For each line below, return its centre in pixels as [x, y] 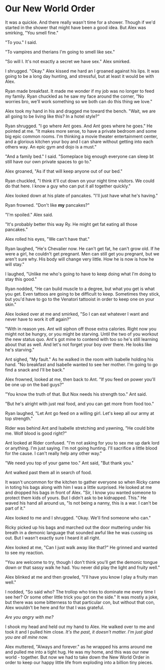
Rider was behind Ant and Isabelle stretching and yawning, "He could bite [80, 428]
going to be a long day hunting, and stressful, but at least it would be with [80, 76]
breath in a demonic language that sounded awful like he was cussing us [79, 532]
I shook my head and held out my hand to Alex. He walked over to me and [80, 627]
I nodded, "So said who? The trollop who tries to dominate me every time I [80, 592]
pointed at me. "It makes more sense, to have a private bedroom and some [81, 131]
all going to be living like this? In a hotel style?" [52, 116]
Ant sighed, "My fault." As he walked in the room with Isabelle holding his [79, 359]
